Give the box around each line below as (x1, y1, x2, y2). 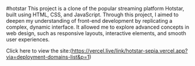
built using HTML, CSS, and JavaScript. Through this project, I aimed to (6, 11, 179, 18)
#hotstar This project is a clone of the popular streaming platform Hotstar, (6, 5, 184, 12)
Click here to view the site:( (6, 47, 72, 54)
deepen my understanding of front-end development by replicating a (6, 18, 173, 24)
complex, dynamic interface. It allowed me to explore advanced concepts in (6, 23, 190, 30)
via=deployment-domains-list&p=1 (6, 54, 90, 60)
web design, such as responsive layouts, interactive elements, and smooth (6, 30, 186, 37)
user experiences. (6, 36, 50, 43)
